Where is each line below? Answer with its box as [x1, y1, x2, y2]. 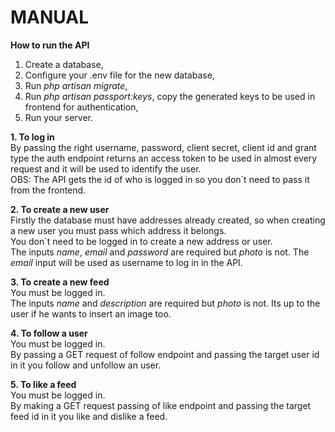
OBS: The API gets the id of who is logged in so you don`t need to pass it [10, 173, 310, 185]
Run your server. [24, 111, 93, 123]
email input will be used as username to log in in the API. [10, 256, 243, 268]
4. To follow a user [10, 327, 88, 339]
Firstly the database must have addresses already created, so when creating [10, 214, 326, 226]
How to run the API [10, 39, 90, 51]
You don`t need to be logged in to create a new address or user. [10, 235, 273, 247]
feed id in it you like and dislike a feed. [10, 410, 168, 422]
